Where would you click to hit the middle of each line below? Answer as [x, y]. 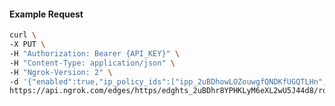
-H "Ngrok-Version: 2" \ [61, 72]
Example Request [46, 14]
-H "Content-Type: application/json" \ [92, 63]
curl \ [23, 35]
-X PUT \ [27, 45]
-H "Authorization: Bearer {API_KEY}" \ [95, 53]
